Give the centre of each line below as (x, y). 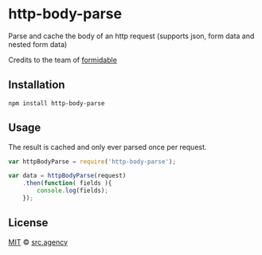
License (28, 223)
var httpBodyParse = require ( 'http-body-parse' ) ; (92, 161)
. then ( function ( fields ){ (67, 183)
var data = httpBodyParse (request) (67, 176)
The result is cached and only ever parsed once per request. (108, 147)
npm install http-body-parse (57, 103)
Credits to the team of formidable (63, 60)
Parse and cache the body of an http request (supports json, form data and (131, 36)
